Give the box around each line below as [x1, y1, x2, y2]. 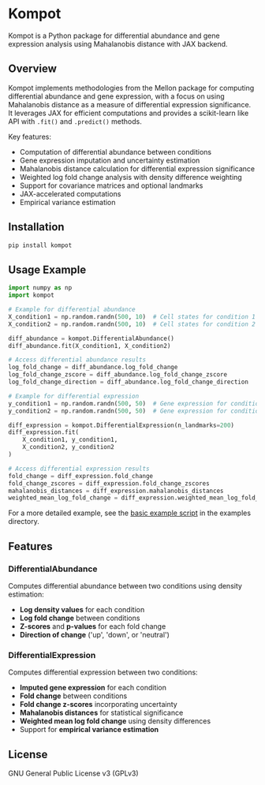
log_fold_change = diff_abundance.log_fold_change [8, 364, 178, 372]
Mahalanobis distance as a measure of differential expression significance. [8, 99, 252, 109]
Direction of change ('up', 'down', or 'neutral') [19, 630, 170, 639]
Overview [8, 62, 58, 76]
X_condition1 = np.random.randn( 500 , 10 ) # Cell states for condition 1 [8, 312, 256, 320]
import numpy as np [8, 284, 73, 292]
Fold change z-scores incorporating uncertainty [19, 700, 177, 709]
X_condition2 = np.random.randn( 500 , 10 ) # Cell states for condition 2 [8, 320, 256, 328]
